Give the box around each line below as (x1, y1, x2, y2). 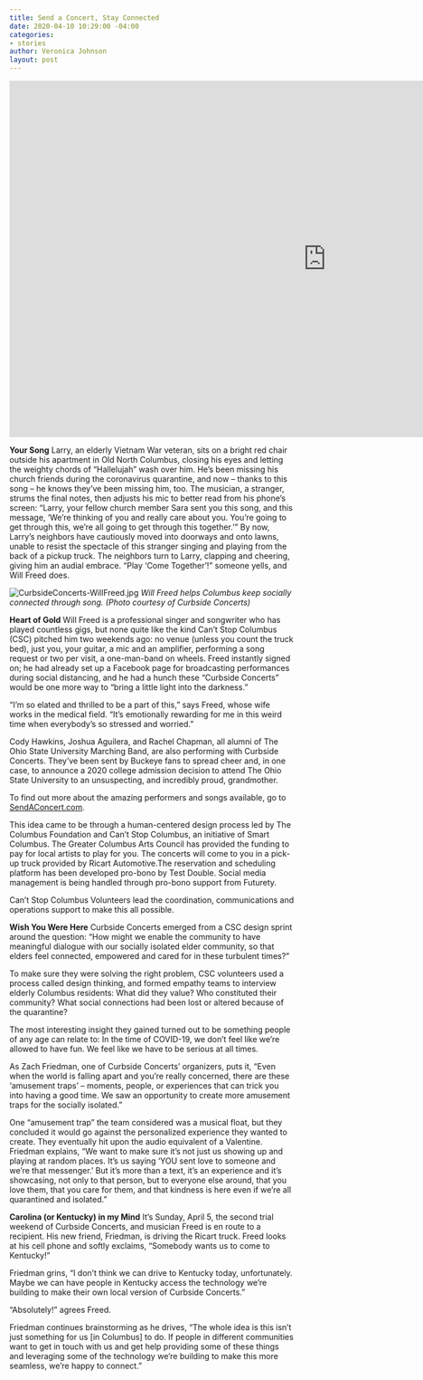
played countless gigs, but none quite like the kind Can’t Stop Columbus (9, 624, 277, 635)
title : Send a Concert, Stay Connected (9, 13, 160, 23)
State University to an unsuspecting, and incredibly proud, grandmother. (9, 775, 278, 785)
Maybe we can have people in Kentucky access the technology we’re (9, 1278, 268, 1288)
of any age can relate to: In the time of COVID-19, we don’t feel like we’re (9, 1034, 280, 1044)
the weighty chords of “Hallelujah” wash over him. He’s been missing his (9, 464, 278, 474)
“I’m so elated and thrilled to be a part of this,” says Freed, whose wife (9, 699, 271, 710)
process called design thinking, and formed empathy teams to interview (9, 978, 277, 988)
